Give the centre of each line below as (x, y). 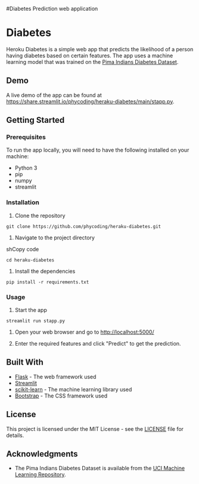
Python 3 (26, 168)
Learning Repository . (41, 474)
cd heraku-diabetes (30, 260)
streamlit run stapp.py (36, 321)
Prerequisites (26, 137)
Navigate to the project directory (55, 238)
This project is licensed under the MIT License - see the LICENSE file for (95, 428)
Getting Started (35, 120)
